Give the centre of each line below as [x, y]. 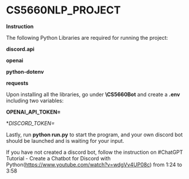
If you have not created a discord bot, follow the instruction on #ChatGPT [95, 152]
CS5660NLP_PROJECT [64, 10]
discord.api [20, 49]
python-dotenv [25, 71]
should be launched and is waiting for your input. [65, 140]
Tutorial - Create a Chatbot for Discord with [58, 158]
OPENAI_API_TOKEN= [33, 112]
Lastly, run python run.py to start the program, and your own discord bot [95, 135]
